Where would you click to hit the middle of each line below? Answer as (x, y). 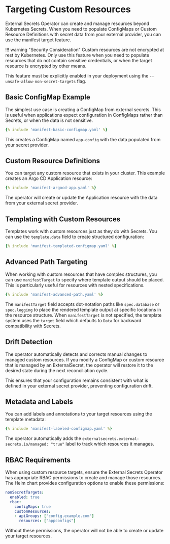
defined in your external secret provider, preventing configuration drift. (79, 385)
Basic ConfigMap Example (48, 97)
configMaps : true (33, 507)
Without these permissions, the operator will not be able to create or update (84, 531)
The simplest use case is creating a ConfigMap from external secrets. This (83, 109)
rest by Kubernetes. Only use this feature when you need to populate (77, 55)
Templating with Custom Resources (63, 219)
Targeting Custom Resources (68, 9)
